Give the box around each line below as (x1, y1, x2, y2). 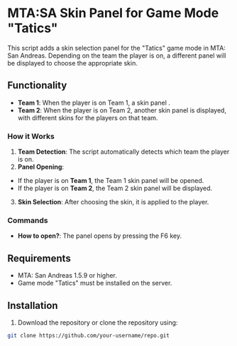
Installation (7, 299, 58, 311)
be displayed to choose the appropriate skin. (7, 58, 138, 67)
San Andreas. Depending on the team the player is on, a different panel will (7, 51, 226, 60)
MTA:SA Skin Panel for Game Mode (7, 5, 219, 21)
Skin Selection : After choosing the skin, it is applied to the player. (17, 198, 209, 206)
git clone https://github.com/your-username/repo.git (7, 332, 170, 339)
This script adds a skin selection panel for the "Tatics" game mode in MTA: (7, 43, 226, 52)
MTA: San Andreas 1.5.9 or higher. (17, 271, 117, 280)
